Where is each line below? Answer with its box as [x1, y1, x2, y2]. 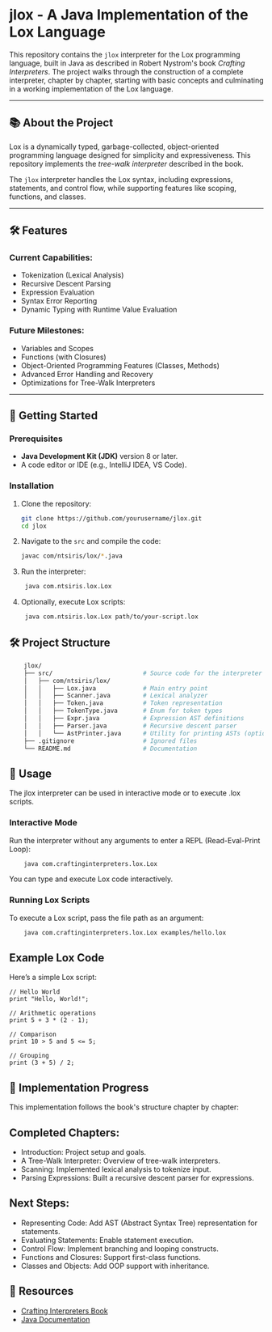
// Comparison [9, 1030, 57, 1039]
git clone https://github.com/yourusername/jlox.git [20, 514, 203, 523]
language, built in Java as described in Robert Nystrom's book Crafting [9, 58, 245, 68]
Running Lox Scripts [9, 894, 90, 906]
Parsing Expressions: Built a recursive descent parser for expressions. [20, 1173, 255, 1182]
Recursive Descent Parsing [20, 279, 111, 289]
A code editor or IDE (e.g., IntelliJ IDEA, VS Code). [20, 460, 187, 470]
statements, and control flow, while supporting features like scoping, [9, 183, 237, 193]
